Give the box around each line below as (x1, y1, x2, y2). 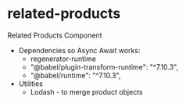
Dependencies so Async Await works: (18, 45, 141, 55)
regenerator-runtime (30, 54, 97, 63)
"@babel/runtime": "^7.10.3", (30, 70, 121, 80)
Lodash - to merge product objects (30, 87, 143, 96)
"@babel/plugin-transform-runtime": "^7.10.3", (30, 62, 179, 71)
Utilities (18, 79, 44, 88)
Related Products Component (7, 30, 102, 40)
